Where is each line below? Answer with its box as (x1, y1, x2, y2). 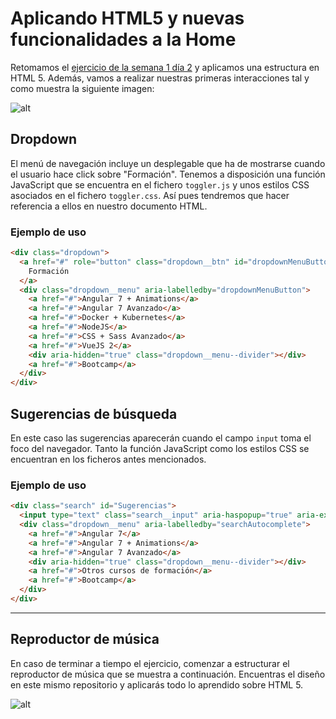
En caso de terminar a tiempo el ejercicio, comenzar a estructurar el (10, 657, 290, 669)
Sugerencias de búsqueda (10, 405, 178, 422)
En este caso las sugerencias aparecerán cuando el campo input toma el (10, 432, 312, 444)
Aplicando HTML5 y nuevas (10, 7, 245, 30)
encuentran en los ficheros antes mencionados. (10, 453, 207, 465)
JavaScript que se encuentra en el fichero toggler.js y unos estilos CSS (10, 178, 310, 191)
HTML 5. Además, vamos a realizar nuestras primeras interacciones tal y (10, 72, 310, 84)
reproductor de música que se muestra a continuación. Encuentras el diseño (10, 668, 326, 680)
